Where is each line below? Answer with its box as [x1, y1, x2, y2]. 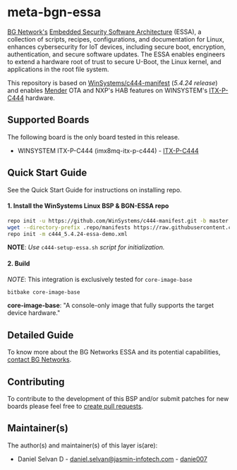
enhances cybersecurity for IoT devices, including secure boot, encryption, [7, 42, 226, 51]
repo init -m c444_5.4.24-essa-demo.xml [7, 230, 128, 237]
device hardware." [7, 309, 61, 317]
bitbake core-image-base [7, 288, 80, 296]
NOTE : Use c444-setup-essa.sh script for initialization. [7, 243, 165, 252]
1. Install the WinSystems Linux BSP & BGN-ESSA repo [7, 202, 169, 210]
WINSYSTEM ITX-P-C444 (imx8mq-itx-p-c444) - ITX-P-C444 [17, 146, 199, 155]
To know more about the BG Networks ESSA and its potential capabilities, [7, 348, 221, 357]
